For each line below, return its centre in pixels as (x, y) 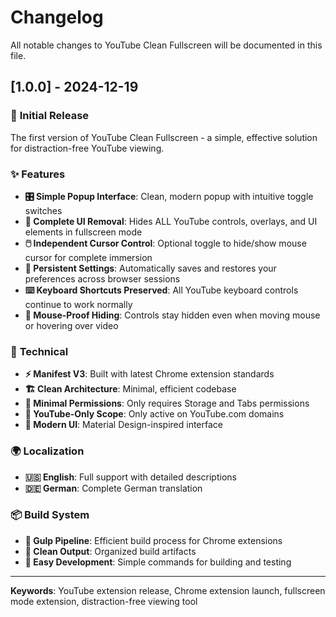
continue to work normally (78, 304)
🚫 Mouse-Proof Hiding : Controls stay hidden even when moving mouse (172, 315)
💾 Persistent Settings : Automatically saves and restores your (150, 268)
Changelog (57, 17)
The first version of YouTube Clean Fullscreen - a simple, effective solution (164, 137)
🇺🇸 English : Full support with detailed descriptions (130, 477)
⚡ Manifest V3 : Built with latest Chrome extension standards (149, 374)
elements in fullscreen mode (83, 232)
